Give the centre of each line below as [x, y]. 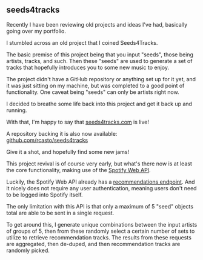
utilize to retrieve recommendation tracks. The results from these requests [99, 237]
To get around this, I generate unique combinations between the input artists [102, 224]
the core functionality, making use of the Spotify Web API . [78, 170]
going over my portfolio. [36, 31]
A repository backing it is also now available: [62, 133]
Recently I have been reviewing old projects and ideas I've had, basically [97, 24]
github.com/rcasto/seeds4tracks [47, 140]
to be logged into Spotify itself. [45, 195]
